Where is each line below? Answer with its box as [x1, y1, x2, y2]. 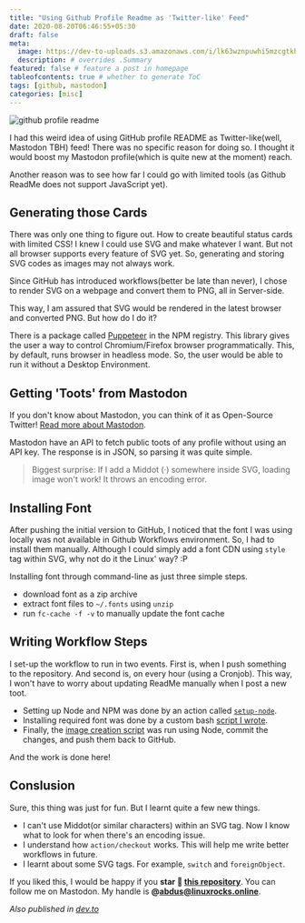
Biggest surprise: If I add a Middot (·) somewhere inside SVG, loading [31, 465, 290, 476]
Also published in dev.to [9, 903, 100, 914]
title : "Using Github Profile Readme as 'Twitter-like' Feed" [9, 13, 250, 23]
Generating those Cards [9, 205, 148, 220]
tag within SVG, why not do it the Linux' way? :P [9, 553, 188, 564]
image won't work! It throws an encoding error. [31, 474, 207, 485]
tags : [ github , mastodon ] [9, 81, 107, 90]
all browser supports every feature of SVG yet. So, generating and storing [9, 248, 285, 259]
